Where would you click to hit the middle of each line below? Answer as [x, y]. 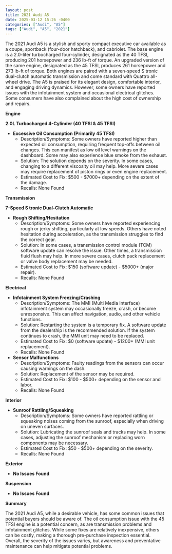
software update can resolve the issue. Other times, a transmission [91, 251]
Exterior [14, 464]
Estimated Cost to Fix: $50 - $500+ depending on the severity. [87, 448]
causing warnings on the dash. [53, 369]
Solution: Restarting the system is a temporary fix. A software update [93, 325]
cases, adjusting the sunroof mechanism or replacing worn [83, 438]
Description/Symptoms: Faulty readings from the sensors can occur [92, 363]
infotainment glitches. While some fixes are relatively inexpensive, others [82, 530]
